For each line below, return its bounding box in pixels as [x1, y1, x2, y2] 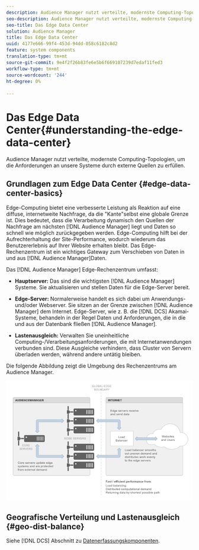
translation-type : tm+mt [6, 53, 68, 59]
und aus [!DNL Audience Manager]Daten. [6, 254, 107, 261]
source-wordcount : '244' [6, 72, 68, 78]
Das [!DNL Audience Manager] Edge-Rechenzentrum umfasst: [6, 266, 158, 273]
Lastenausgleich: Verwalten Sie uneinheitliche [14, 332, 129, 339]
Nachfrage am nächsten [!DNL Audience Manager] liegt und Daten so [6, 223, 176, 230]
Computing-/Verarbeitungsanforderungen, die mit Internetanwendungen [14, 338, 192, 345]
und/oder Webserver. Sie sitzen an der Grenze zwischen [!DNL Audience [14, 301, 193, 308]
